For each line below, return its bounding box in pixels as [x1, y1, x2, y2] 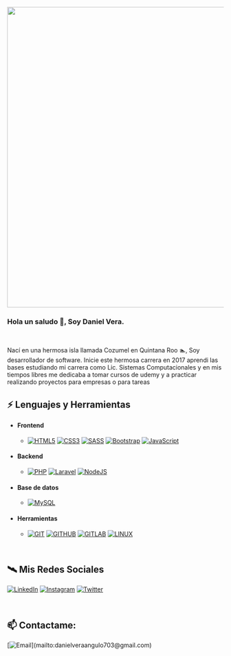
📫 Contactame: [7, 619, 77, 631]
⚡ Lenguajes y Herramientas [7, 398, 131, 410]
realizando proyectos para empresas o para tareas [7, 378, 150, 386]
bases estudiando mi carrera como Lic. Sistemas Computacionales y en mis [7, 363, 222, 372]
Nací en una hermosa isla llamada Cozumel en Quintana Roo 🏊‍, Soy [7, 346, 200, 354]
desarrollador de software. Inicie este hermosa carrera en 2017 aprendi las [7, 356, 219, 364]
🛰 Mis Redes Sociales [7, 563, 104, 575]
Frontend [16, 421, 45, 429]
